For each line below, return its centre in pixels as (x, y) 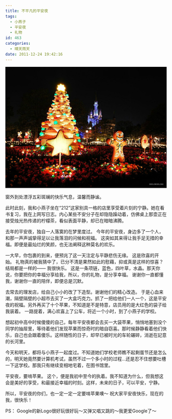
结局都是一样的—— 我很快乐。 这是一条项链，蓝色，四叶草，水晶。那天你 (83, 268)
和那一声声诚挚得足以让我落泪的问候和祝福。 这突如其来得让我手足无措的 (82, 238)
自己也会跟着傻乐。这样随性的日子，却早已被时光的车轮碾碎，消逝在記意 (90, 335)
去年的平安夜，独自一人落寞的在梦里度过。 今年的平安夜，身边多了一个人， (84, 232)
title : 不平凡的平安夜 (27, 11)
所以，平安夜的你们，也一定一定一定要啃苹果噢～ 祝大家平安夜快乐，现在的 (84, 394)
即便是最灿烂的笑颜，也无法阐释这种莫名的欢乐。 (66, 245)
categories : (18, 44)
